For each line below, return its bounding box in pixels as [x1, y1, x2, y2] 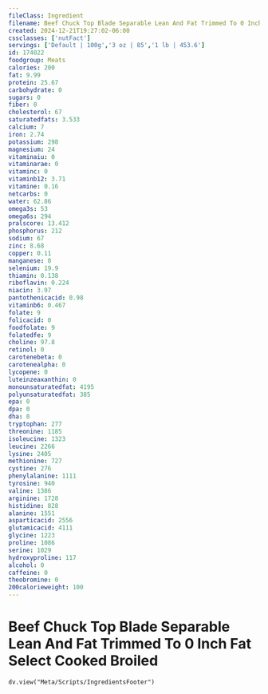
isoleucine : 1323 [8, 434, 66, 443]
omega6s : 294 [8, 212, 52, 220]
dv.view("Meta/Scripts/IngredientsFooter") [8, 678, 156, 686]
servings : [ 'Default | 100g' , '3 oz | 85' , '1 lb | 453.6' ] [8, 42, 205, 50]
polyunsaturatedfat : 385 [8, 391, 91, 399]
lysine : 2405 [8, 450, 52, 458]
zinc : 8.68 [8, 242, 45, 250]
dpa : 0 [8, 405, 30, 414]
